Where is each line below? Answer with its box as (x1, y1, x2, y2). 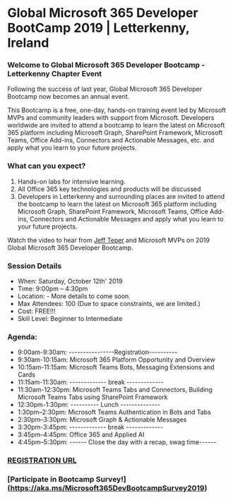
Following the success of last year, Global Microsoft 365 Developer (7, 85, 203, 93)
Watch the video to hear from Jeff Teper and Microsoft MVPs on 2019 (7, 236, 210, 244)
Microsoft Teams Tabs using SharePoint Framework (17, 393, 168, 401)
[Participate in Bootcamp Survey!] (7, 475, 126, 484)
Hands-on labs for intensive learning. (17, 177, 126, 185)
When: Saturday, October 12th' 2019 (17, 277, 123, 286)
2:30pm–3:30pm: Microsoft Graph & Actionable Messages (17, 415, 187, 424)
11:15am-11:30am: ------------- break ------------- (17, 378, 164, 386)
